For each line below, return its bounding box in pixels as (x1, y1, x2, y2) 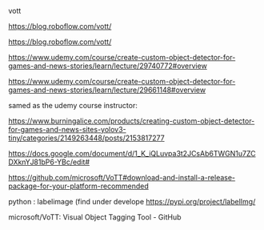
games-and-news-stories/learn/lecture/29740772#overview (8, 61, 208, 71)
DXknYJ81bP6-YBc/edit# (8, 157, 90, 167)
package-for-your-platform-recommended (8, 181, 150, 191)
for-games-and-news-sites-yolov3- (8, 125, 126, 134)
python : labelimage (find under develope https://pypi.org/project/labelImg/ (8, 197, 256, 206)
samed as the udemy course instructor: (8, 101, 138, 110)
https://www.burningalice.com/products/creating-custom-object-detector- (8, 116, 255, 126)
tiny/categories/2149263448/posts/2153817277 (8, 133, 166, 143)
